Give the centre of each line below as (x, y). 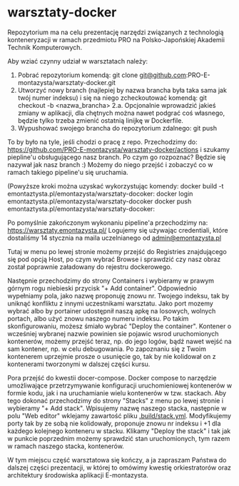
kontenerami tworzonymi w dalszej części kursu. (79, 364)
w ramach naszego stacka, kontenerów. (66, 446)
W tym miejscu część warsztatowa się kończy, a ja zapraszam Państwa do (117, 460)
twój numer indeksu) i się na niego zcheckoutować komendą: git (112, 98)
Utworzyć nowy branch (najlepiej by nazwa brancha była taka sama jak (122, 90)
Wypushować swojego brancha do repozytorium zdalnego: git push (117, 128)
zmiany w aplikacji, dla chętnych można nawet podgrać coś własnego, (121, 113)
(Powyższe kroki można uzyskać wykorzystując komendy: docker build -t (116, 186)
